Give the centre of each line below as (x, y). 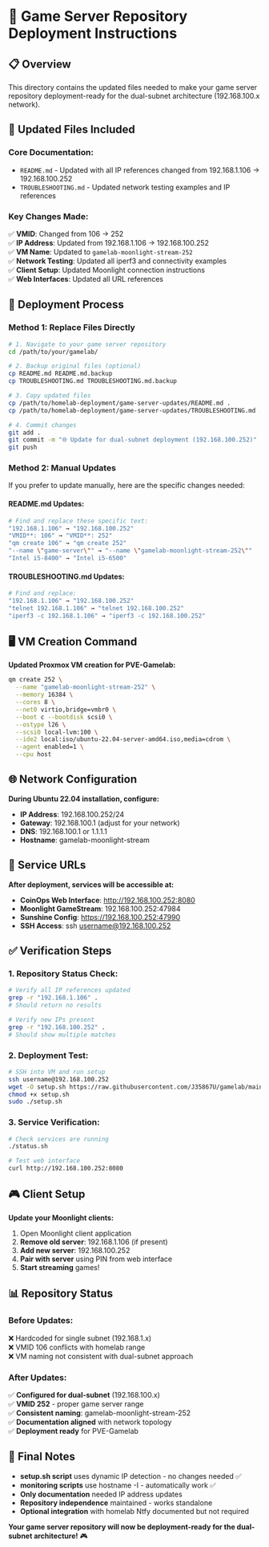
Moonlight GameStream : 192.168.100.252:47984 (100, 908)
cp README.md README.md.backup (60, 374)
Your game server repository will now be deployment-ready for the (122, 1527)
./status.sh (28, 1146)
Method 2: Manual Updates (62, 468)
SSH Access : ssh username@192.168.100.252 (95, 926)
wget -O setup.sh (37, 1087)
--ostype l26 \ (41, 725)
